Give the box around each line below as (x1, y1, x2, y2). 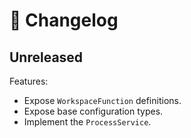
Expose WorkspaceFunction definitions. (23, 95, 182, 106)
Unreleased (9, 49, 84, 66)
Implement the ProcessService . (23, 116, 152, 128)
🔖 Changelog (9, 9, 119, 32)
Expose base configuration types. (23, 105, 164, 117)
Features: (9, 75, 49, 87)
